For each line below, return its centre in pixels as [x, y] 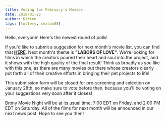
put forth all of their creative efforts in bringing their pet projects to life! [77, 73]
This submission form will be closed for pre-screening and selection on [78, 83]
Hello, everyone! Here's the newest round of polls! [56, 38]
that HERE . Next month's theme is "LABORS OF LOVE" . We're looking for [80, 52]
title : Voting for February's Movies [44, 10]
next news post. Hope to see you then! [45, 114]
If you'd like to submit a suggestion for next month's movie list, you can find [83, 47]
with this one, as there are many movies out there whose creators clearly [80, 68]
